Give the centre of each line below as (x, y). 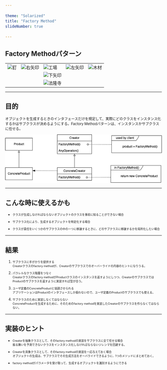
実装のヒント (25, 329)
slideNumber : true (24, 26)
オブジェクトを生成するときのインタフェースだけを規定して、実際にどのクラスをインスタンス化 (83, 119)
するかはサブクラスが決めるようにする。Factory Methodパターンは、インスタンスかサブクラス (82, 124)
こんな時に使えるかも (38, 202)
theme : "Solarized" (25, 16)
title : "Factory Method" (31, 21)
